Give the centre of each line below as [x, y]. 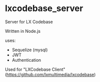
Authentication [26, 60]
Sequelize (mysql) [30, 50]
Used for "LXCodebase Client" [35, 69]
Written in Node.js [23, 31]
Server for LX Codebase [29, 22]
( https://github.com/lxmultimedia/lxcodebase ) [50, 74]
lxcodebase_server [44, 8]
